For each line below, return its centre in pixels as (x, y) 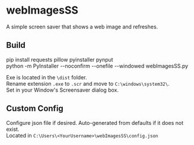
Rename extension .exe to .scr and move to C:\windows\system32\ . (88, 83)
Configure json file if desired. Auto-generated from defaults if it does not (95, 123)
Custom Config (35, 109)
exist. (13, 129)
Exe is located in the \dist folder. (47, 77)
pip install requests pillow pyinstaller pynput (60, 59)
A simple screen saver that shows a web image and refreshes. (82, 27)
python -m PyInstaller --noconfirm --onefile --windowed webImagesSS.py (97, 66)
